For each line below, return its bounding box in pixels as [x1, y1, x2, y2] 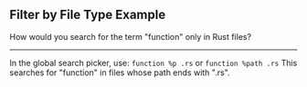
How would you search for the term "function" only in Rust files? [9, 31, 252, 42]
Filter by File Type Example [9, 7, 166, 23]
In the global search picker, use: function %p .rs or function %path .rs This [9, 57, 298, 68]
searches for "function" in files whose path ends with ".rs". [9, 67, 230, 78]
